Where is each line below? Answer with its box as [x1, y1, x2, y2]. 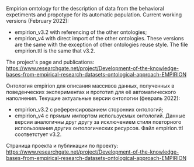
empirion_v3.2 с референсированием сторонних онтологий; [14, 106, 164, 113]
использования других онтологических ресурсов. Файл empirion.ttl [14, 125, 183, 131]
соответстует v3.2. [14, 131, 62, 138]
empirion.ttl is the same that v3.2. [14, 47, 95, 54]
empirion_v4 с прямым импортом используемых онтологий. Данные [14, 112, 186, 119]
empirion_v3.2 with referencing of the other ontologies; [14, 29, 147, 36]
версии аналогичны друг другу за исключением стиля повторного [14, 119, 182, 125]
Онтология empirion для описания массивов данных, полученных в [6, 82, 175, 89]
